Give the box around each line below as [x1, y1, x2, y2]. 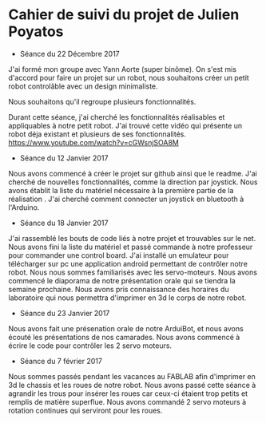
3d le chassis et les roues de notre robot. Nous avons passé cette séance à [8, 380, 256, 389]
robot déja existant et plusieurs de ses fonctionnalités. [8, 129, 186, 139]
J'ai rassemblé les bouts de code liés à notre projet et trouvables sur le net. [8, 233, 256, 243]
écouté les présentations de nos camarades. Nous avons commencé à [8, 332, 240, 342]
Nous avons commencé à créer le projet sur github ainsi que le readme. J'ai [8, 168, 257, 178]
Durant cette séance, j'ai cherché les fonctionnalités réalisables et [8, 112, 225, 121]
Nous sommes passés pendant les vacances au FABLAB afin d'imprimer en [8, 371, 256, 381]
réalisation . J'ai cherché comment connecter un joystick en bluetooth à [8, 194, 244, 204]
